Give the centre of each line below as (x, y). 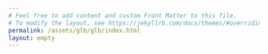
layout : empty (32, 38)
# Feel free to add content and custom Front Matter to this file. (123, 15)
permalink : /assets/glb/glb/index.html (75, 30)
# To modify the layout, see (57, 23)
